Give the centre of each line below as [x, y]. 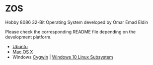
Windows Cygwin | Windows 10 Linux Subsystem [63, 57]
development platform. [28, 37]
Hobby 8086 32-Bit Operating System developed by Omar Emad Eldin [76, 22]
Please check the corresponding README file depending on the [70, 32]
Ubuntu [20, 46]
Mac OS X [23, 52]
